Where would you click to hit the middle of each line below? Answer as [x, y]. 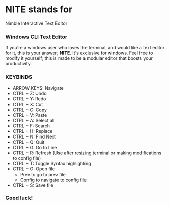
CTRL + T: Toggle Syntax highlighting [52, 163]
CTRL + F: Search [31, 126]
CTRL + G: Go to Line [35, 147]
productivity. [19, 64]
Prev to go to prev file [43, 174]
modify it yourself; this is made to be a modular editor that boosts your [79, 58]
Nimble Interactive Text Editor [36, 23]
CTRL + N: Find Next [34, 136]
